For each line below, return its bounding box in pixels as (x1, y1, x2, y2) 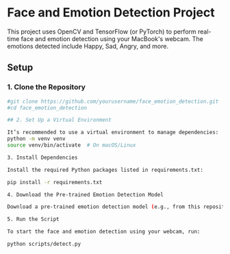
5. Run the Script (7, 216, 60, 223)
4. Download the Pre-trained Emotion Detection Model (7, 191, 164, 198)
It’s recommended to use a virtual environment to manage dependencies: (7, 129, 219, 136)
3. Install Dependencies (7, 154, 78, 161)
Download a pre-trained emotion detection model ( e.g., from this (7, 203, 201, 210)
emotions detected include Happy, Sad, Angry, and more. (7, 42, 169, 50)
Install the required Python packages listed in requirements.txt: (7, 166, 204, 173)
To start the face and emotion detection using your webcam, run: (7, 228, 201, 236)
